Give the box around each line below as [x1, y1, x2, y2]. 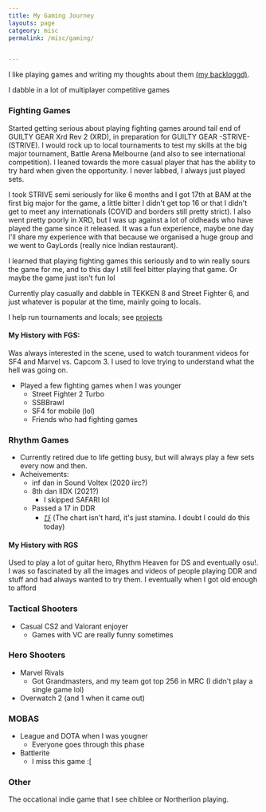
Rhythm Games [8, 434, 69, 445]
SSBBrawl [31, 397, 65, 407]
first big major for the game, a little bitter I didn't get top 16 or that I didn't [8, 198, 248, 207]
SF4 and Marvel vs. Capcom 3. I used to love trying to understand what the [8, 357, 255, 366]
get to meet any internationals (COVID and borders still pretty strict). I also [8, 207, 252, 216]
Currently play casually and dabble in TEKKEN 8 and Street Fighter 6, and [8, 288, 249, 298]
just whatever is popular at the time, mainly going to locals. [8, 297, 201, 306]
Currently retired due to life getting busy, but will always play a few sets [19, 452, 255, 463]
